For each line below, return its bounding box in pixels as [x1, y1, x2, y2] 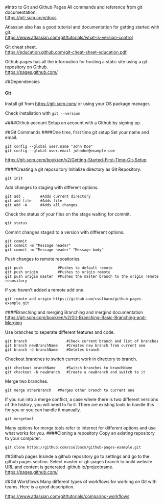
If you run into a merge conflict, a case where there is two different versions [5, 397, 158, 402]
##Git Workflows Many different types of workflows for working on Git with [5, 478, 157, 485]
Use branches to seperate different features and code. [5, 329, 115, 335]
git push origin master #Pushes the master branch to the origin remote [5, 274, 159, 279]
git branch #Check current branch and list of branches [5, 339, 159, 344]
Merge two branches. [5, 378, 48, 384]
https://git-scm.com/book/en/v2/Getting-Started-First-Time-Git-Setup [5, 157, 147, 163]
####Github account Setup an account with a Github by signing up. [5, 120, 141, 126]
